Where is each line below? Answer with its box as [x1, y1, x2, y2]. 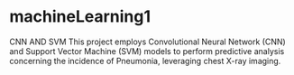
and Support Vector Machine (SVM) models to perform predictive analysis [9, 45, 285, 56]
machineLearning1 [9, 6, 152, 27]
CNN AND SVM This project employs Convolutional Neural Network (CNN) [9, 36, 286, 47]
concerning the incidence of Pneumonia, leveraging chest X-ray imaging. [9, 55, 281, 66]
